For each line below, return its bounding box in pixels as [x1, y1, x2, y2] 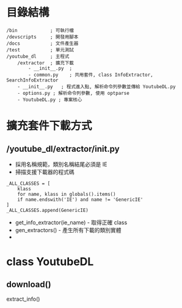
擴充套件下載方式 [6, 119, 93, 133]
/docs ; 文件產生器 [6, 40, 79, 47]
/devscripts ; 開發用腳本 [6, 34, 79, 40]
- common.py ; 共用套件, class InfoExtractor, [28, 72, 154, 78]
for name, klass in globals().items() [17, 191, 116, 197]
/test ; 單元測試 [6, 47, 75, 53]
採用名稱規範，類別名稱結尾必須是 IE [15, 160, 107, 168]
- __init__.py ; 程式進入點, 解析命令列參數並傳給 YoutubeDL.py [17, 83, 176, 89]
